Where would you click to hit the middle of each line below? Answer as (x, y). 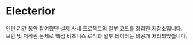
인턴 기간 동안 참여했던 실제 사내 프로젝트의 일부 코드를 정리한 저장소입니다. (94, 28)
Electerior (31, 11)
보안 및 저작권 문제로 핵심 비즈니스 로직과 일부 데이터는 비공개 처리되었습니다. (96, 36)
